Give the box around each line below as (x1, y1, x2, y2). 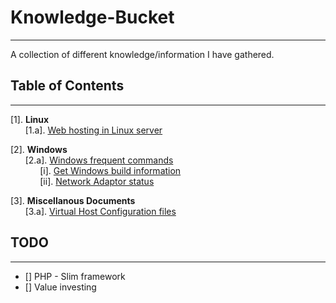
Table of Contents (10, 77, 125, 95)
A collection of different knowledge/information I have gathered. (10, 48, 275, 60)
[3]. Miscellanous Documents (10, 194, 136, 206)
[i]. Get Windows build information (39, 164, 182, 176)
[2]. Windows (10, 143, 68, 155)
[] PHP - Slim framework (24, 270, 126, 282)
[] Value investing (24, 281, 97, 293)
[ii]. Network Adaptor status (39, 175, 155, 187)
